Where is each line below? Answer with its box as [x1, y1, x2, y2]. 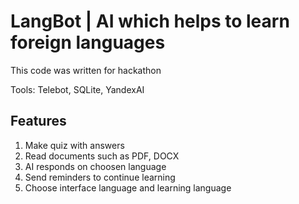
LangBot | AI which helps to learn [10, 10, 290, 33]
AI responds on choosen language [24, 160, 167, 172]
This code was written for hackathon [10, 64, 162, 76]
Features [10, 113, 67, 130]
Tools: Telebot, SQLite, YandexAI [10, 83, 145, 95]
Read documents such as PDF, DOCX [24, 150, 180, 162]
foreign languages [10, 31, 166, 54]
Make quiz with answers [24, 139, 125, 151]
